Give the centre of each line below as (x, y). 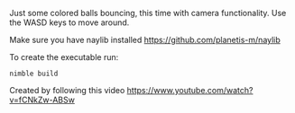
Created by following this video (67, 90)
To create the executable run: (64, 57)
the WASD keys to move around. (69, 22)
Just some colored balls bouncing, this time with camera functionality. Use (148, 13)
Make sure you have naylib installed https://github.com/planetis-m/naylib (145, 40)
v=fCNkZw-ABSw (42, 100)
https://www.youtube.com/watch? (190, 90)
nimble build (34, 74)
